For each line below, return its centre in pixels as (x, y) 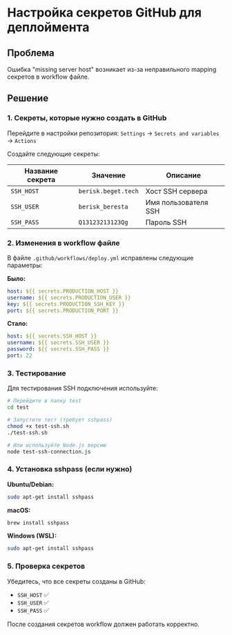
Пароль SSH (166, 222)
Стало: (18, 324)
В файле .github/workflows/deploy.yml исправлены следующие (100, 257)
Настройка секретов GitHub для (105, 13)
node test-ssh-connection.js (49, 451)
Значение (108, 175)
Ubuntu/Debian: (30, 484)
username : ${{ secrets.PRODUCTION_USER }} (69, 297)
